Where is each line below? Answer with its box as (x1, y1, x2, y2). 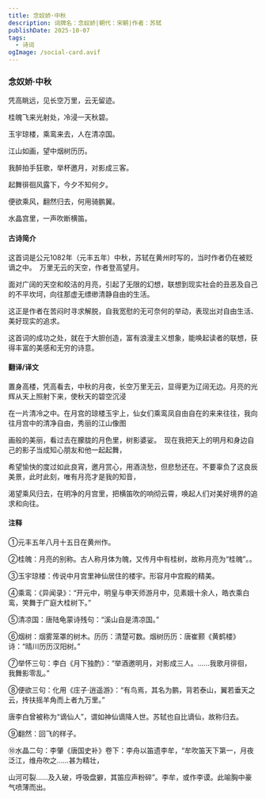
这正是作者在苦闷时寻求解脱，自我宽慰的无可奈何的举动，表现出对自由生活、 (8, 306, 258, 316)
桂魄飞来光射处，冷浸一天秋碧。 (8, 113, 112, 122)
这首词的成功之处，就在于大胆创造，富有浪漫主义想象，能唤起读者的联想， (8, 332, 251, 342)
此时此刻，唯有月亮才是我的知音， (28, 471, 140, 481)
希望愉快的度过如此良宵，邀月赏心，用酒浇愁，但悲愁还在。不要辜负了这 (8, 462, 244, 471)
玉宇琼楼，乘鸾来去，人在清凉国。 (8, 129, 120, 139)
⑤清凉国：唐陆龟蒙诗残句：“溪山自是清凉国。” (8, 614, 160, 624)
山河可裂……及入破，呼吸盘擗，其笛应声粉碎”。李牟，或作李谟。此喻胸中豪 (8, 772, 253, 782)
